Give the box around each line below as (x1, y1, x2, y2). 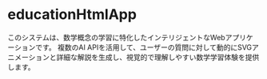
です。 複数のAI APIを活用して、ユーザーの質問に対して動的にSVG (34, 42, 253, 52)
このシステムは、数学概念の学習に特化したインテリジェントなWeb (7, 32, 225, 42)
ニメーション (7, 52, 50, 62)
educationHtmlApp (7, 6, 137, 24)
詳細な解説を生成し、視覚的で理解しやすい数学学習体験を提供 (56, 52, 260, 62)
